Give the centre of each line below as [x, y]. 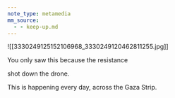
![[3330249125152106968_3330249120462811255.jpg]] [88, 47]
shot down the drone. [38, 73]
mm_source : [23, 20]
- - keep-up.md [36, 27]
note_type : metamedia [39, 14]
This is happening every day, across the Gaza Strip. [82, 87]
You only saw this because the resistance [68, 60]
